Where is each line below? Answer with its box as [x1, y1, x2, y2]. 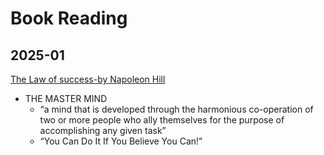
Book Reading [10, 7, 128, 30]
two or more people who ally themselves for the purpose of [39, 114, 285, 126]
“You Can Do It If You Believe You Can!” [39, 135, 203, 147]
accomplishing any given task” [39, 125, 167, 136]
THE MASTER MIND [24, 93, 108, 104]
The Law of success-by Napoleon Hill [10, 73, 166, 85]
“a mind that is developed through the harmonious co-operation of [39, 103, 314, 115]
